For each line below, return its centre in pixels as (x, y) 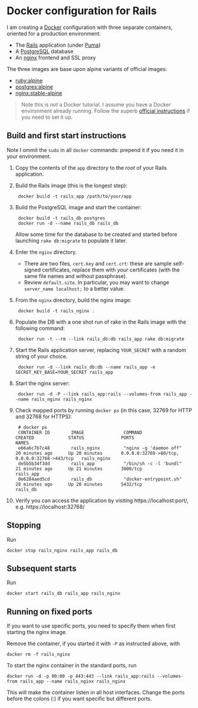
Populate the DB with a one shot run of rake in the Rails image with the (100, 322)
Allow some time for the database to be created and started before (96, 234)
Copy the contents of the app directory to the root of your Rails (91, 167)
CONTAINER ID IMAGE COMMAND (80, 432)
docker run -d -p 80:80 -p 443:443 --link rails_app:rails (81, 676)
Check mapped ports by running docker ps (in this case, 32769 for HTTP (103, 410)
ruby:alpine (29, 80)
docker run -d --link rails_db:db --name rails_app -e (87, 367)
